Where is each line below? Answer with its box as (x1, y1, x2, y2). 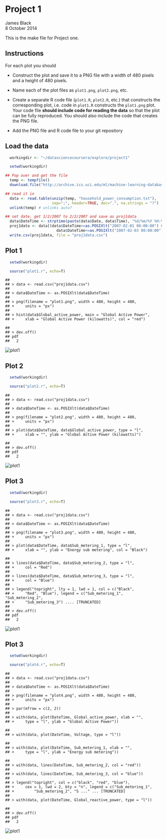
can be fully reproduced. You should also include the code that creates (12, 112, 158, 118)
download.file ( (9, 183, 41, 188)
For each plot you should (5, 62, 56, 68)
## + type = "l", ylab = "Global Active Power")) (5, 719, 119, 725)
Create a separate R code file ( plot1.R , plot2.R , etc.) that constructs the (12, 97, 161, 103)
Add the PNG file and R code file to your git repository (12, 127, 123, 133)
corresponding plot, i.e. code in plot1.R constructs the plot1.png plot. (12, 102, 156, 108)
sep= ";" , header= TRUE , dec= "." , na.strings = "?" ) (52, 201, 159, 206)
